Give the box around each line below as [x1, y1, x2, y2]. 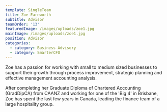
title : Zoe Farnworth [5, 12, 51, 17]
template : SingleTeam [5, 7, 51, 13]
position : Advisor [5, 36, 44, 41]
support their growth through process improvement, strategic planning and [5, 69, 162, 75]
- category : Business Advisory [10, 45, 76, 50]
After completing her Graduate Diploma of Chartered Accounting [5, 85, 141, 91]
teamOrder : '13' [5, 21, 40, 27]
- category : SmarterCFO [10, 50, 60, 55]
